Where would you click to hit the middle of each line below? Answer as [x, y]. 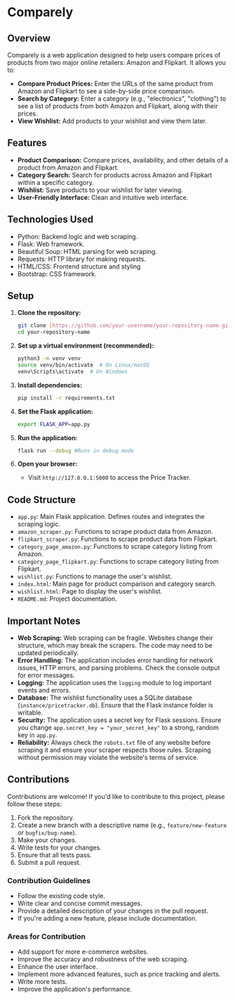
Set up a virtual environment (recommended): [86, 346]
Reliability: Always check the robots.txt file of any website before [114, 743]
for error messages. [46, 675]
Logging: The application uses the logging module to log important [114, 683]
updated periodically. [48, 653]
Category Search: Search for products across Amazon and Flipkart [115, 175]
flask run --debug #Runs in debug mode [76, 451]
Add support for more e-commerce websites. [83, 952]
